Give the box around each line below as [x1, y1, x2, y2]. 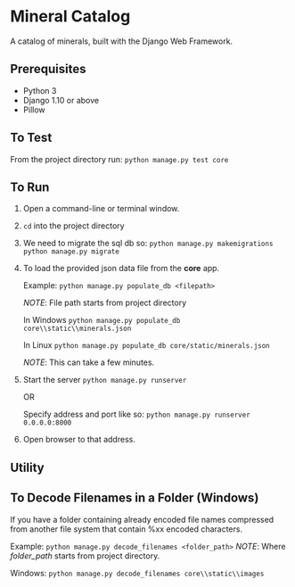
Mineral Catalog [10, 6, 131, 27]
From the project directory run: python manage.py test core [10, 153, 229, 164]
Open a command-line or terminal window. [22, 203, 180, 214]
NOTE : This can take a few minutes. [22, 357, 155, 368]
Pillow [22, 104, 45, 115]
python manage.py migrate [22, 247, 119, 256]
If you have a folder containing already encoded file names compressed [10, 514, 275, 525]
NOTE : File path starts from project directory [22, 297, 186, 309]
